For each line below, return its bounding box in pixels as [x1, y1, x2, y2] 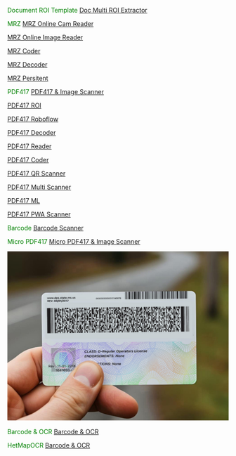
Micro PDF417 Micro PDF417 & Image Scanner [7, 237, 140, 245]
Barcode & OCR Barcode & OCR [7, 428, 99, 436]
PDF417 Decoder [7, 129, 56, 136]
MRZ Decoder [7, 60, 48, 69]
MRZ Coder [7, 47, 41, 55]
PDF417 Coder [7, 156, 49, 164]
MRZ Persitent [7, 74, 48, 82]
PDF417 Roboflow [7, 115, 58, 123]
